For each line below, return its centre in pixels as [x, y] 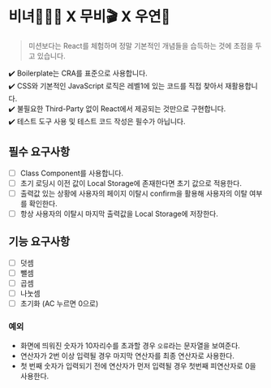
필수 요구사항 [39, 152]
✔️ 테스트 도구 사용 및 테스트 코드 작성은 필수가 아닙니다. [97, 121]
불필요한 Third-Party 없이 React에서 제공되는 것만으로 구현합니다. [121, 108]
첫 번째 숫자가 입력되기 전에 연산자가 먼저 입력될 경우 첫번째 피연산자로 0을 [138, 366]
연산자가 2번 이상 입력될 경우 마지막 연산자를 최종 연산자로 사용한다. [127, 356]
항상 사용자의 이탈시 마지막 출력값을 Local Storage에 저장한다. [119, 213]
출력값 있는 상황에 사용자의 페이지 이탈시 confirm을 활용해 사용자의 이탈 [133, 193]
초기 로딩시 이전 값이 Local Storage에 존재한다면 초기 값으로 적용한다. [131, 183]
